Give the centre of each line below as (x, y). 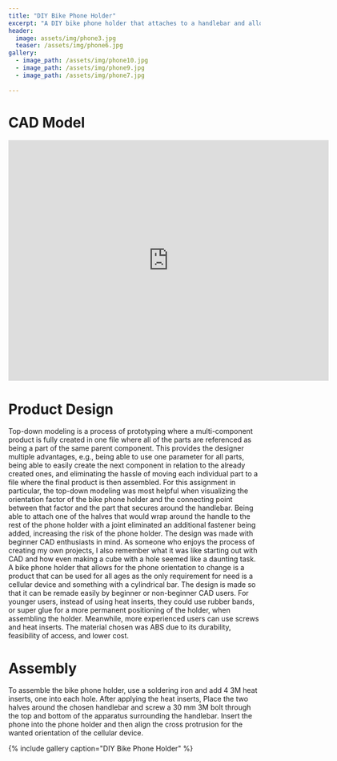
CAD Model (47, 122)
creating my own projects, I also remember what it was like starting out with (133, 551)
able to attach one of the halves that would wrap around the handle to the (129, 516)
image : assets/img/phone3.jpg (66, 38)
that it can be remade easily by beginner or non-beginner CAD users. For (129, 593)
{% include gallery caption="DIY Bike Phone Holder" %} (101, 749)
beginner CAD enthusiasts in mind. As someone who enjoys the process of (132, 542)
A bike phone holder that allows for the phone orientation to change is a (126, 568)
